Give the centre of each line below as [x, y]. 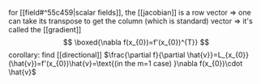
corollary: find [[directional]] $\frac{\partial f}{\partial [97, 55]
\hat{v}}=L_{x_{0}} [218, 55]
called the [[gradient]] [45, 29]
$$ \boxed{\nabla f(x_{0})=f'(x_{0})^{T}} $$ [136, 42]
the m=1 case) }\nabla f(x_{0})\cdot [184, 63]
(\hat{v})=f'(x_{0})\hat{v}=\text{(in [66, 63]
